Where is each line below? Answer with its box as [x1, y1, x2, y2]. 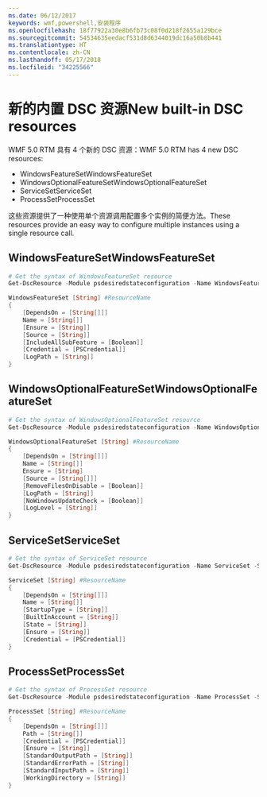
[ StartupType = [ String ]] [22, 605, 109, 614]
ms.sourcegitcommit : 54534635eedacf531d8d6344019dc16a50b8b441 [8, 33, 222, 42]
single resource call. [8, 228, 75, 238]
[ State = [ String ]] [22, 621, 87, 629]
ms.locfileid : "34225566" [8, 64, 94, 72]
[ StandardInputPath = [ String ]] [22, 767, 130, 775]
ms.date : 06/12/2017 [8, 11, 77, 20]
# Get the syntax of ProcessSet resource [8, 686, 148, 694]
